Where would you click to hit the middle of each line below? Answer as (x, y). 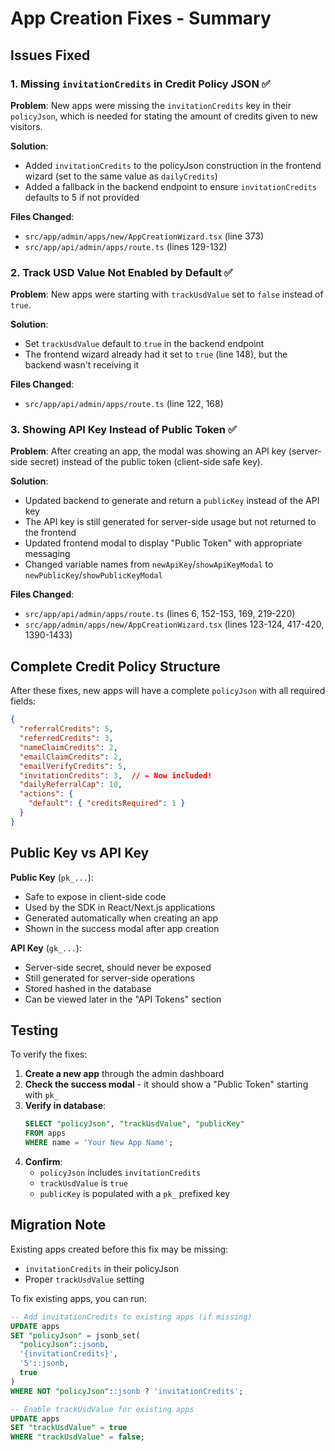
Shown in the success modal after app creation (122, 928)
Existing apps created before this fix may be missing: (119, 1249)
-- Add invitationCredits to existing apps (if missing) (131, 1317)
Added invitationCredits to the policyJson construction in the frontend (173, 165)
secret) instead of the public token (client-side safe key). (146, 462)
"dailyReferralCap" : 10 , (71, 785)
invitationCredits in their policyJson (102, 1268)
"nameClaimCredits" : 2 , (68, 747)
